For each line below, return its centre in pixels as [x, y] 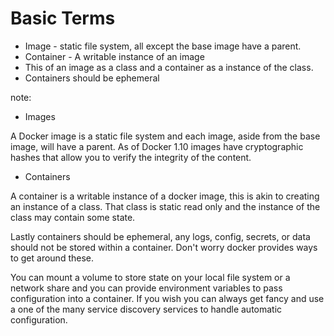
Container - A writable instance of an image [114, 56]
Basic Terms [63, 18]
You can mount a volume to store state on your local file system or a [150, 277]
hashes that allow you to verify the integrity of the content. [131, 157]
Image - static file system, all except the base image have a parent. [163, 46]
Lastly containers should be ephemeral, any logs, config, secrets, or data [160, 236]
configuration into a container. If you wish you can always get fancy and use [167, 298]
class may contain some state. [73, 217]
